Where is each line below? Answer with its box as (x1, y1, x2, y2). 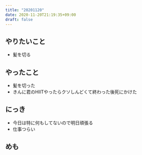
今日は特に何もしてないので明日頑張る (12, 119, 93, 125)
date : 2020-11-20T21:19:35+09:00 (5, 12, 76, 17)
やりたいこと (5, 37, 46, 46)
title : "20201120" (5, 7, 44, 13)
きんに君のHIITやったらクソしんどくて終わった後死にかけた (12, 89, 137, 95)
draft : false (5, 17, 33, 22)
